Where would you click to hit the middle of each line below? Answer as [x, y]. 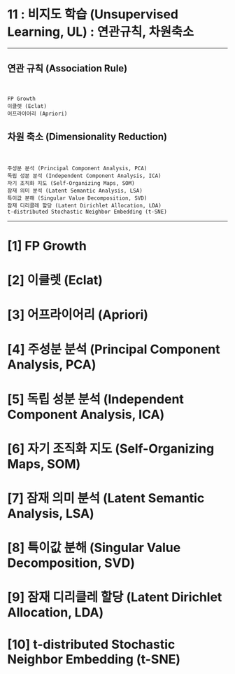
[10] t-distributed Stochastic [91, 645]
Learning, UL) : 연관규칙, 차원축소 [101, 32]
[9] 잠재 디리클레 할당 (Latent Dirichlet [115, 597]
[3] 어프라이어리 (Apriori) [78, 315]
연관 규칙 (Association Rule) [67, 68]
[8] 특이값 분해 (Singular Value [94, 548]
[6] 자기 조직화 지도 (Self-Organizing [111, 448]
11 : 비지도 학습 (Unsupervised [93, 14]
